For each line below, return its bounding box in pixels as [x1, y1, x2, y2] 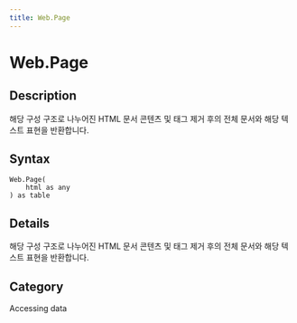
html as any [25, 183, 70, 193]
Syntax [9, 151, 51, 167]
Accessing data [9, 303, 68, 314]
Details [9, 215, 50, 231]
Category [9, 279, 64, 294]
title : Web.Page [9, 13, 70, 23]
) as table [9, 191, 51, 200]
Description [9, 88, 77, 104]
